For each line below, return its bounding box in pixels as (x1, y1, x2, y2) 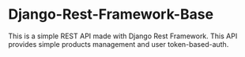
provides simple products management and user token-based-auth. (8, 39, 229, 48)
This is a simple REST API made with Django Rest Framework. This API (8, 31, 238, 41)
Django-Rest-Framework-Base (8, 5, 214, 23)
